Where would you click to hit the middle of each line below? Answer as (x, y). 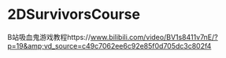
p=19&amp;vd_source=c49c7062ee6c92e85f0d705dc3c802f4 (109, 45)
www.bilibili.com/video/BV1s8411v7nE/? (154, 37)
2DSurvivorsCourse (74, 14)
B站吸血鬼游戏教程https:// (49, 37)
